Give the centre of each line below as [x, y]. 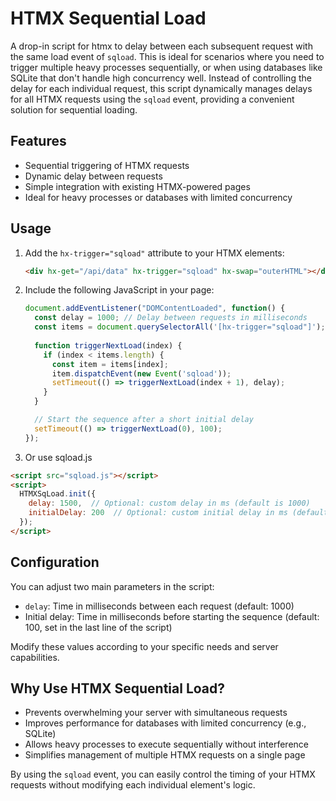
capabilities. [35, 657]
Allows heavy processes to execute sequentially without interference [166, 744]
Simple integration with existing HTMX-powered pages [137, 186]
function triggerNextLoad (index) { [108, 345]
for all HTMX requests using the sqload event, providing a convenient [152, 99]
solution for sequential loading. [74, 109]
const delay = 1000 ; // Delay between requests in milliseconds [171, 318]
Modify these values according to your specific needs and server [144, 646]
